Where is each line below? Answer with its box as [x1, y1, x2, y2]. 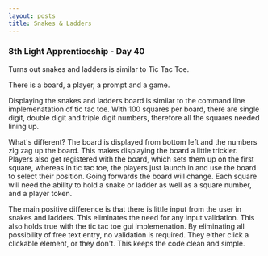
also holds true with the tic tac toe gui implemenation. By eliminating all [8, 221, 245, 231]
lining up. [8, 121, 40, 131]
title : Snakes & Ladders [8, 19, 92, 27]
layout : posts [8, 11, 57, 20]
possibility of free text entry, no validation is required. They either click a [8, 229, 249, 239]
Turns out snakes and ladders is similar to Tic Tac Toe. [8, 64, 190, 73]
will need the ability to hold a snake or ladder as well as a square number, [8, 179, 252, 190]
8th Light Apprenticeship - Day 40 [8, 46, 145, 57]
